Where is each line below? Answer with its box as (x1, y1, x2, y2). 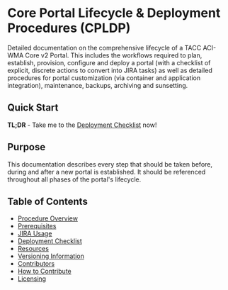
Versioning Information (17, 252, 85, 260)
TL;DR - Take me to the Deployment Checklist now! (7, 121, 157, 129)
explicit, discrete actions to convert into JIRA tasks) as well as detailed (7, 66, 212, 74)
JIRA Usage (17, 229, 52, 238)
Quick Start (7, 101, 59, 114)
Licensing (17, 274, 47, 283)
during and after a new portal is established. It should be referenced (7, 167, 206, 176)
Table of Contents (7, 195, 89, 207)
